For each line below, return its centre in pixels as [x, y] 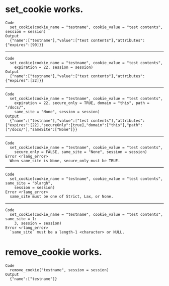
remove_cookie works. [54, 252]
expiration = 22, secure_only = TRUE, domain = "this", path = [82, 103]
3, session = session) [38, 223]
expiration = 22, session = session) [54, 67]
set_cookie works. [44, 9]
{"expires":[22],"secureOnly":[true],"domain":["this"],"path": [74, 125]
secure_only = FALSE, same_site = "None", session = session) [81, 152]
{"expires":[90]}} [24, 45]
